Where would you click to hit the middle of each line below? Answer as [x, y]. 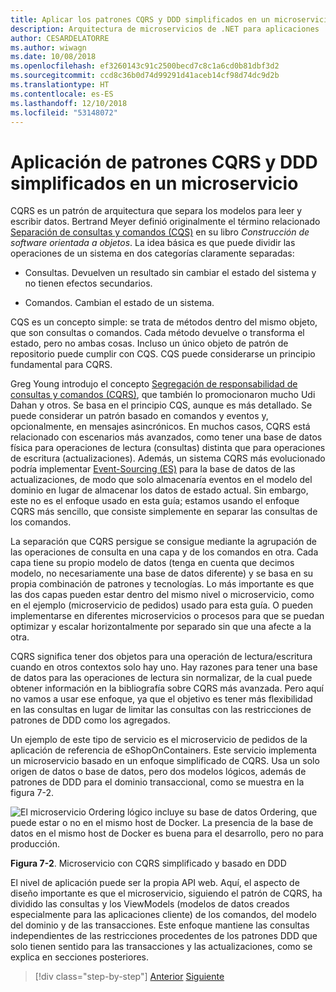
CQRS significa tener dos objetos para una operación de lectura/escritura [161, 657]
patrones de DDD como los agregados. [90, 720]
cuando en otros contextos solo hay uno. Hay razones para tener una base [164, 667]
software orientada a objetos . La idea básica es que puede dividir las [153, 243]
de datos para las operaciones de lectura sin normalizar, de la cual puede [161, 678]
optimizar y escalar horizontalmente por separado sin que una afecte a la [161, 627]
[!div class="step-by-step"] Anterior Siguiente [129, 977]
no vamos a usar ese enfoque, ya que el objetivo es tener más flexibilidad [161, 699]
